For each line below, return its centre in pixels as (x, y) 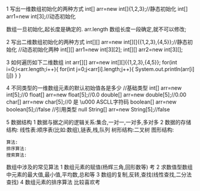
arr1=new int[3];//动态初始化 (41, 16)
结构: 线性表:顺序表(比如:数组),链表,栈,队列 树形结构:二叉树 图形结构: (90, 130)
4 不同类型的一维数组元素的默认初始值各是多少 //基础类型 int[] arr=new (94, 88)
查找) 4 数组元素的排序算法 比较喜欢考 (53, 182)
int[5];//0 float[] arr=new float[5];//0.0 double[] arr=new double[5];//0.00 (96, 95)
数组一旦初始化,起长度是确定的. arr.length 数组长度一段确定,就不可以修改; (96, 29)
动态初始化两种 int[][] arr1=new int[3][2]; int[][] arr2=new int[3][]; (102, 49)
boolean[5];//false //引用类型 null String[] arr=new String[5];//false (88, 109)
